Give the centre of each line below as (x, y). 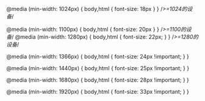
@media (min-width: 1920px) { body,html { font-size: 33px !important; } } (98, 92)
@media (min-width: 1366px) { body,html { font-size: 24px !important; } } (98, 57)
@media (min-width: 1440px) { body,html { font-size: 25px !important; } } (98, 68)
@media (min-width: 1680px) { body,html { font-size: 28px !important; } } (98, 80)
